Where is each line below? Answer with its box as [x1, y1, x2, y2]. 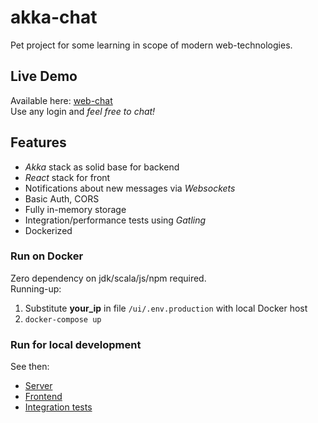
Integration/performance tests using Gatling [24, 214, 207, 226]
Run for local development [10, 337, 142, 351]
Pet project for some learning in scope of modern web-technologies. [10, 39, 293, 51]
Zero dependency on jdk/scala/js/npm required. [10, 272, 207, 284]
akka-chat [10, 6, 98, 29]
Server [24, 380, 53, 392]
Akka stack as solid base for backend [24, 161, 180, 173]
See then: [10, 361, 50, 373]
